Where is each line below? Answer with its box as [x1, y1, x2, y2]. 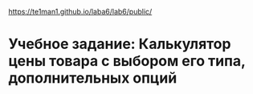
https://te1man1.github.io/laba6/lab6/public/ [8, 7, 153, 16]
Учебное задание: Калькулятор [8, 35, 231, 53]
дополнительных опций [8, 69, 178, 88]
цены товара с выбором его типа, [8, 52, 246, 71]
